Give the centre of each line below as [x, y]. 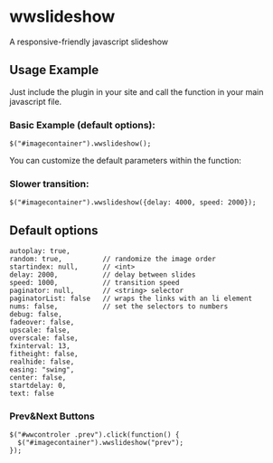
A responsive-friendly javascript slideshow [89, 42]
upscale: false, [40, 331]
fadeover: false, [42, 323]
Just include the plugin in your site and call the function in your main [136, 91]
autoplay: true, [40, 251]
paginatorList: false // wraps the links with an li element [131, 299]
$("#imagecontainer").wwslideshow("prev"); [100, 443]
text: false [32, 394]
